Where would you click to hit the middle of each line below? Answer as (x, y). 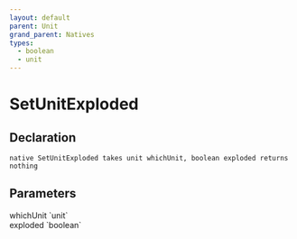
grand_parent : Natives (52, 34)
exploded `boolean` (46, 225)
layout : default (40, 18)
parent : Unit (34, 26)
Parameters (43, 193)
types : (22, 43)
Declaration (43, 138)
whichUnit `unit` (39, 215)
